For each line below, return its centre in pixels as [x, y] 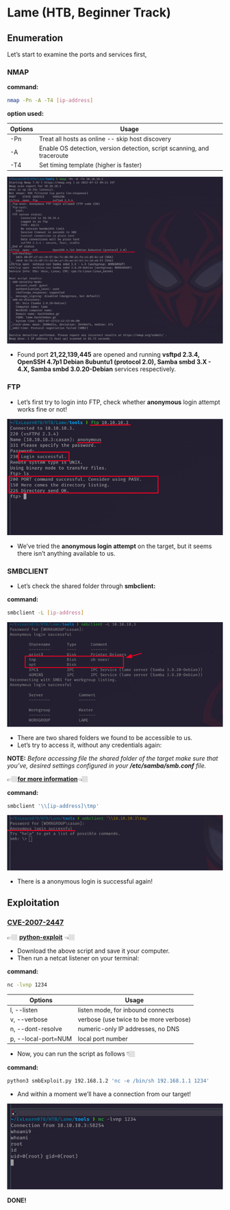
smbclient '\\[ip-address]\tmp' [53, 806]
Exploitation [33, 903]
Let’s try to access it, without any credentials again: [89, 745]
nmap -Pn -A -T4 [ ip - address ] [50, 101]
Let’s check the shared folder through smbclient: [86, 586]
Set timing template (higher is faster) [90, 165]
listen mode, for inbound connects [126, 1010]
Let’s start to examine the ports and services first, [77, 54]
